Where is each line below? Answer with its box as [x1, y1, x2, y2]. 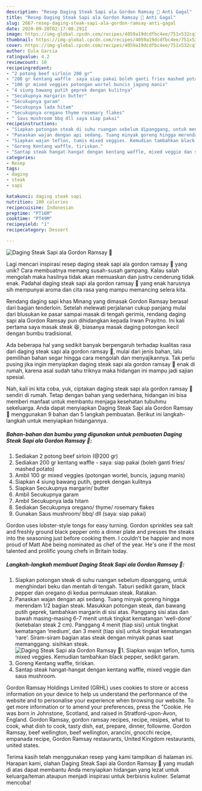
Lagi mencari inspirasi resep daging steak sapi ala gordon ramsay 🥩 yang [6, 260, 188, 267]
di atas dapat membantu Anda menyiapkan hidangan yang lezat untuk [6, 766, 179, 773]
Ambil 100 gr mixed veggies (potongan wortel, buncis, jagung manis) [14, 471, 185, 479]
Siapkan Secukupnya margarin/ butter [14, 484, 109, 492]
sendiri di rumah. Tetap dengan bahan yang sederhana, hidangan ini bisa [6, 391, 187, 398]
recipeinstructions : [6, 121, 58, 127]
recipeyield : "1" [6, 221, 50, 228]
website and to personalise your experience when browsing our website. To [6, 696, 194, 704]
